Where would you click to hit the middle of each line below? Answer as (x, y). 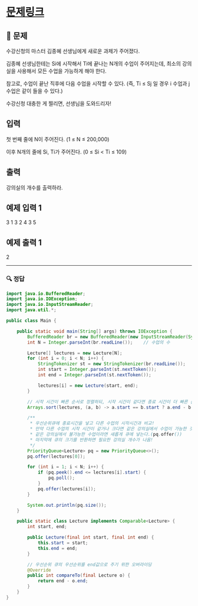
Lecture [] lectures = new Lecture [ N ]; (75, 353)
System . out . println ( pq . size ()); (67, 505)
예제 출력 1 (24, 242)
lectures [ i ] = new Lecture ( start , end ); (88, 385)
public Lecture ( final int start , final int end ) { (91, 537)
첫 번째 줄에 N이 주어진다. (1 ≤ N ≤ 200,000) (58, 139)
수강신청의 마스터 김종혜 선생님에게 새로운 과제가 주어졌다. (73, 51)
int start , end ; (47, 527)
